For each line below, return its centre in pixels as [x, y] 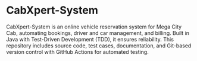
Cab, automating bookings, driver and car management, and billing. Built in [98, 33]
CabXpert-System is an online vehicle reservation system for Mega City [94, 27]
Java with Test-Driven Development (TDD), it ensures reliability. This [90, 39]
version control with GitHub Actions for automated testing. [77, 52]
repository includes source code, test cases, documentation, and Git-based [99, 46]
